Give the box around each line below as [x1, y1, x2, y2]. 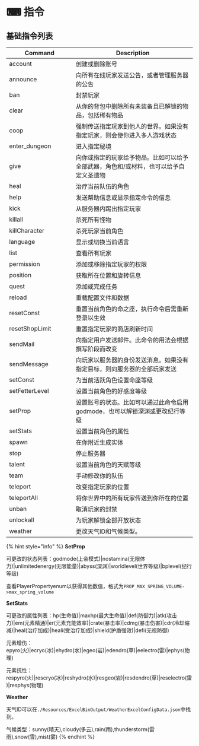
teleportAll [9, 494, 38, 501]
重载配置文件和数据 [76, 294, 130, 301]
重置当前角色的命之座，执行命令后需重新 [76, 305, 189, 313]
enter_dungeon [9, 142, 52, 150]
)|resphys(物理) [6, 682, 44, 688]
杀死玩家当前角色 [76, 227, 124, 235]
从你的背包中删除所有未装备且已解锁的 [76, 102, 183, 110]
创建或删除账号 [76, 60, 118, 68]
